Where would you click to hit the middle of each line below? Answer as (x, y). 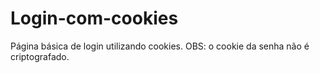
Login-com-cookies (94, 18)
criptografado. (40, 56)
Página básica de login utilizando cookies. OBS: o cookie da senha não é (160, 46)
